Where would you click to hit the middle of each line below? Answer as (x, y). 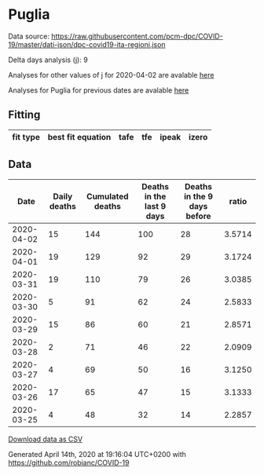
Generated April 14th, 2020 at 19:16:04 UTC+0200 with (97, 454)
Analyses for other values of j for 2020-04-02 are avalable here (111, 75)
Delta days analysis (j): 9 (48, 60)
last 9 (155, 206)
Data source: (29, 36)
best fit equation (79, 137)
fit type (26, 137)
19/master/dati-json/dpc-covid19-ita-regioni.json (87, 44)
